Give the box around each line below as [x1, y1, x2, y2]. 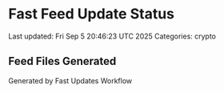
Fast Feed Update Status [8, 5, 174, 23]
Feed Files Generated [8, 55, 117, 68]
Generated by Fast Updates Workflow [8, 75, 133, 85]
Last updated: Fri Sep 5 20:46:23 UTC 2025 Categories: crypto [8, 31, 217, 41]
